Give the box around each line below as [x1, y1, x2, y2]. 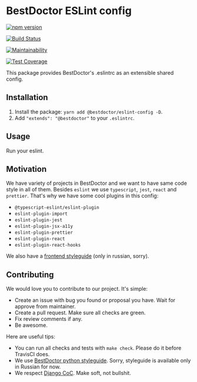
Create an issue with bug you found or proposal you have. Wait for [14, 297, 176, 304]
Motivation [6, 164, 47, 174]
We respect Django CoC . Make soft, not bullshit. [14, 370, 131, 377]
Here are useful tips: [6, 333, 56, 340]
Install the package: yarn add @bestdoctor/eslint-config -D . [14, 108, 163, 115]
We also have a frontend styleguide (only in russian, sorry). [6, 253, 149, 260]
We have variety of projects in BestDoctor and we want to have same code [6, 180, 187, 187]
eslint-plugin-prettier [14, 230, 74, 236]
